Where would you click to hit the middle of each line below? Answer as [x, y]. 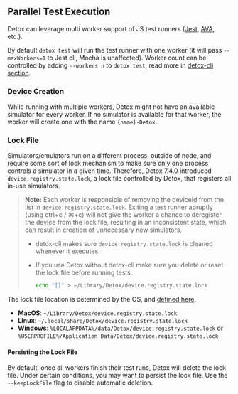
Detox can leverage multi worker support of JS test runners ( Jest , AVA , [111, 28]
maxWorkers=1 [27, 58]
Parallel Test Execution [59, 12]
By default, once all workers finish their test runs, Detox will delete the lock [117, 368]
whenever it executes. [68, 251]
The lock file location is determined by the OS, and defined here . [102, 299]
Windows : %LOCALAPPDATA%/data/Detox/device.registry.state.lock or [120, 328]
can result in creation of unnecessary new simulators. [103, 230]
